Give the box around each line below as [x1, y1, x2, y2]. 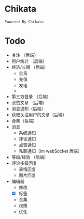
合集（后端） [11, 118, 37, 124]
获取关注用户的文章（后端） [11, 111, 67, 117]
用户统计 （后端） [11, 58, 47, 64]
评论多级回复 [11, 160, 37, 166]
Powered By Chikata [4, 19, 44, 24]
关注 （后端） [11, 52, 39, 58]
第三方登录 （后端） [11, 94, 51, 99]
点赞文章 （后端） [11, 99, 47, 105]
